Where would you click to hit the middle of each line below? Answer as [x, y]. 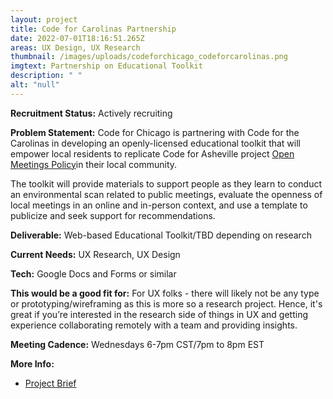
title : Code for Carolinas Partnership [93, 29]
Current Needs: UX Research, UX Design [95, 254]
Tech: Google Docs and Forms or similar [93, 273]
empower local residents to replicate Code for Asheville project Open [152, 153]
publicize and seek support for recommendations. [113, 215]
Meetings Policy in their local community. [94, 164]
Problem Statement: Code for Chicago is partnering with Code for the [155, 132]
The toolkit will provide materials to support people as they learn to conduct [166, 183]
